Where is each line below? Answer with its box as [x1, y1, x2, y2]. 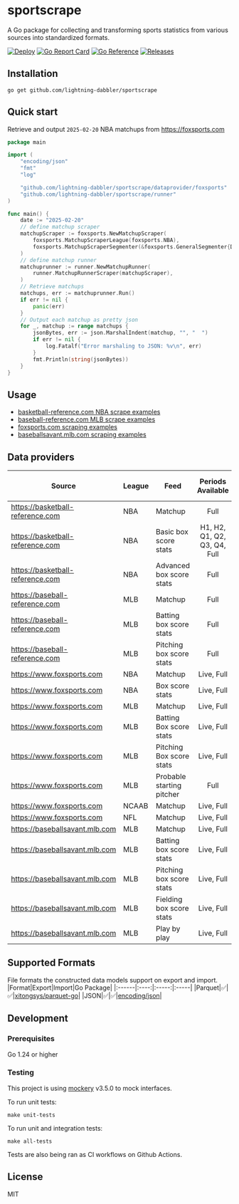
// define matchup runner [20, 256, 97, 263]
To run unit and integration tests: [7, 1124, 103, 1132]
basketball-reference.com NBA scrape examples [17, 408, 161, 417]
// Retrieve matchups [20, 283, 84, 290]
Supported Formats [7, 957, 96, 969]
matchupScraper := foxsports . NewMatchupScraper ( [20, 230, 167, 237]
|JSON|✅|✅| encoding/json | [81, 991, 162, 1000]
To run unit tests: [7, 1097, 57, 1106]
